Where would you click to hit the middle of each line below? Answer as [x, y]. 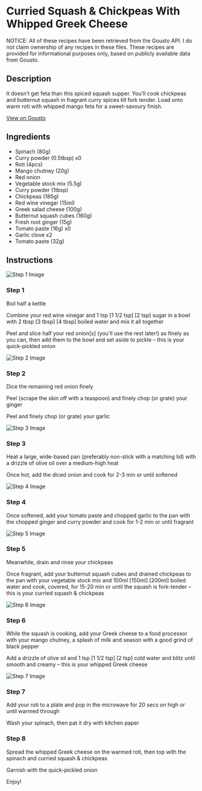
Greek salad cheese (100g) [49, 209]
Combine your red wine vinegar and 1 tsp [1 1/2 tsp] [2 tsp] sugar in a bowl [99, 315]
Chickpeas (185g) [37, 196]
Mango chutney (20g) [42, 171]
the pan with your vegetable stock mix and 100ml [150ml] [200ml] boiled [96, 580]
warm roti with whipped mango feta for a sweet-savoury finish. [84, 106]
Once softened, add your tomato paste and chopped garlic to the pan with [98, 515]
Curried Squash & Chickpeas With [93, 11]
